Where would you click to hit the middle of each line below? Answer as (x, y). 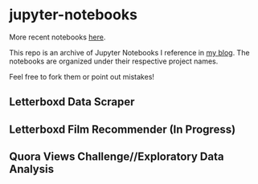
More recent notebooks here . (57, 37)
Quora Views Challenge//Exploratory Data (117, 157)
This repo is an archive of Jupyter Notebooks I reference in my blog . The (129, 52)
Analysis (32, 169)
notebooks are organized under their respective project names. (114, 61)
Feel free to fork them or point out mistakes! (82, 76)
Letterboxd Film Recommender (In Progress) (123, 129)
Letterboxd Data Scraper (72, 102)
